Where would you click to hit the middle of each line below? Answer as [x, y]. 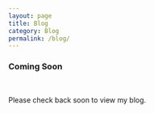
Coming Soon [35, 67]
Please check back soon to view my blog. [77, 100]
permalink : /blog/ [39, 38]
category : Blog [34, 31]
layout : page [30, 16]
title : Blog [28, 23]
